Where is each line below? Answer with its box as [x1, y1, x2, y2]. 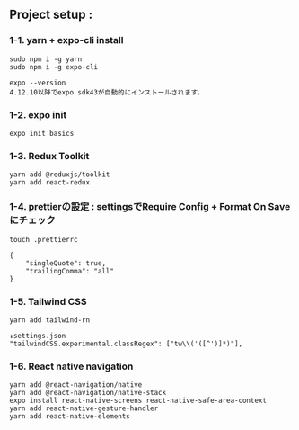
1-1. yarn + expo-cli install [9, 34, 124, 47]
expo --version [9, 78, 66, 87]
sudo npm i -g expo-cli [9, 62, 99, 71]
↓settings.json [9, 331, 66, 340]
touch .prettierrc [9, 235, 78, 244]
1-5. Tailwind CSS [9, 295, 87, 308]
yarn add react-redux [9, 178, 91, 187]
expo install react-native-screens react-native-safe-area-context [9, 396, 268, 406]
